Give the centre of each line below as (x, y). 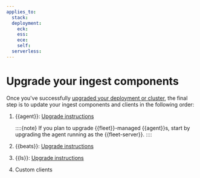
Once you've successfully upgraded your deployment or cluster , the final (97, 98)
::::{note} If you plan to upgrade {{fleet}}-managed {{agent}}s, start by (102, 128)
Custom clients (34, 170)
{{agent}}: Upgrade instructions (54, 116)
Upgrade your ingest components (93, 81)
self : (24, 46)
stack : (20, 18)
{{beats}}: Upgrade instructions (54, 146)
